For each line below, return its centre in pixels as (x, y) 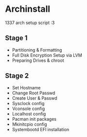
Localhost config (29, 113)
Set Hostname (26, 87)
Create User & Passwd (35, 98)
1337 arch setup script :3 (30, 23)
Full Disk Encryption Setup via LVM (47, 55)
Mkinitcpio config (29, 124)
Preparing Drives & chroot (38, 60)
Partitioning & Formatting (37, 50)
